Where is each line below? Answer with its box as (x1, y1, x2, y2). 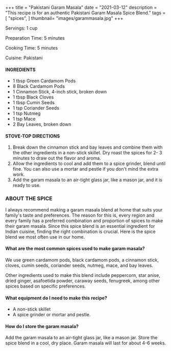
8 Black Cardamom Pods (12, 83, 65, 89)
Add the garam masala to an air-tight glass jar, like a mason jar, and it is (12, 177, 162, 183)
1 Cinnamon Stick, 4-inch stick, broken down (12, 89, 107, 95)
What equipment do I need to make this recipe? (5, 295, 107, 301)
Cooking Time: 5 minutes (5, 45, 58, 51)
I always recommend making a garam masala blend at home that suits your (5, 206, 163, 213)
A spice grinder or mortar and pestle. (12, 312, 91, 318)
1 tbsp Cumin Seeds (12, 100, 55, 106)
